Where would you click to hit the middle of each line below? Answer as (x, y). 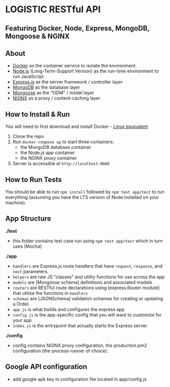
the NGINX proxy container (49, 158)
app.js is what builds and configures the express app (68, 309)
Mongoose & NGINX (38, 36)
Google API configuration (46, 367)
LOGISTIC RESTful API (53, 9)
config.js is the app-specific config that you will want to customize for (87, 315)
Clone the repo (28, 137)
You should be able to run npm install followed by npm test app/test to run (85, 192)
